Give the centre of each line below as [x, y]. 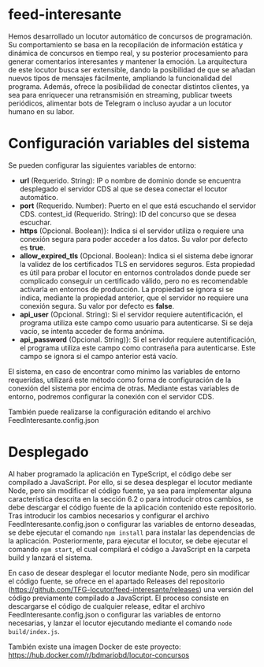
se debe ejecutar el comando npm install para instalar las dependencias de [132, 532]
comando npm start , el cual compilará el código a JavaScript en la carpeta [129, 549]
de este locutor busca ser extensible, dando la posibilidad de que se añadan [132, 69]
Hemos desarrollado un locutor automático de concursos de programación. [130, 36]
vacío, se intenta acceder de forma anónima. [92, 331]
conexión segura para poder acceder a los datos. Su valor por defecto [134, 239]
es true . [32, 247]
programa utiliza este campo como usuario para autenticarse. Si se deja [136, 322]
